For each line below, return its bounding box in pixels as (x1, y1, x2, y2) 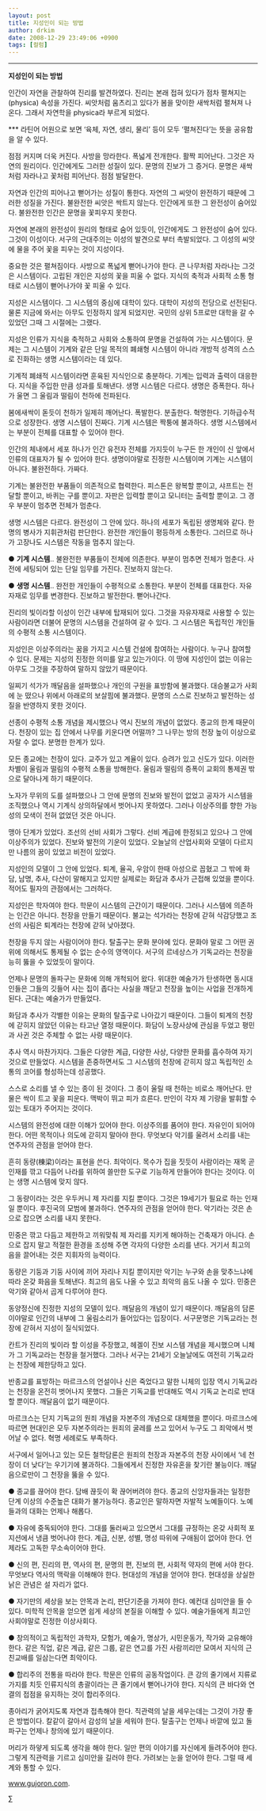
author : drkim (8, 26, 55, 34)
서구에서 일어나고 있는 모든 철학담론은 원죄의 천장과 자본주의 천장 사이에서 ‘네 (8, 1450, 247, 1459)
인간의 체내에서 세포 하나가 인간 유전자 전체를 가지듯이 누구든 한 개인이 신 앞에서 (8, 444, 256, 454)
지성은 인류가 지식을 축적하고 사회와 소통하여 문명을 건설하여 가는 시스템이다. (8, 334, 245, 344)
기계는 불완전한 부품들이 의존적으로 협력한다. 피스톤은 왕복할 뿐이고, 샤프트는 (8, 481, 245, 491)
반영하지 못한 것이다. (22, 701, 87, 710)
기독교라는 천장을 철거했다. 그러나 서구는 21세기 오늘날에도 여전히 (25, 1350, 227, 1360)
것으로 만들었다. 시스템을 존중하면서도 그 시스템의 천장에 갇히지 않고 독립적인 (8, 1057, 245, 1067)
